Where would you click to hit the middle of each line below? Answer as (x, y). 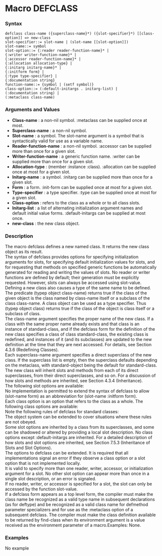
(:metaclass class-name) (30, 98)
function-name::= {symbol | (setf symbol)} (50, 85)
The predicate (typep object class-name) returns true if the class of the (76, 293)
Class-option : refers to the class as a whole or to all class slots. (76, 202)
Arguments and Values (32, 110)
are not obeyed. (21, 422)
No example (17, 548)
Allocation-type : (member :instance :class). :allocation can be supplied (84, 167)
